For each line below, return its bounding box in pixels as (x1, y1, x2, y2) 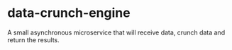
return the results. (7, 35, 60, 44)
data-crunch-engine (7, 5, 131, 21)
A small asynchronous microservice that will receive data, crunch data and (7, 28, 226, 37)
